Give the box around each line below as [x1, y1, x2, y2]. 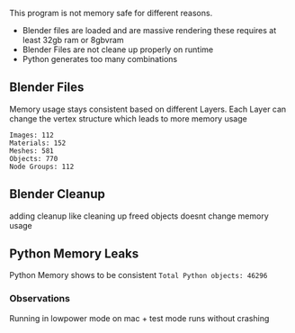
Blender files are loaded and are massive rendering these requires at [22, 25, 277, 35]
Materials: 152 [9, 139, 67, 148]
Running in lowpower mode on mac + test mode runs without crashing [9, 312, 270, 323]
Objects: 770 [9, 154, 58, 163]
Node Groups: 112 [9, 162, 75, 171]
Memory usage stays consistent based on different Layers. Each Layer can [9, 103, 287, 114]
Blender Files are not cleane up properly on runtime [22, 44, 214, 55]
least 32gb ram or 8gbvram [22, 35, 124, 45]
